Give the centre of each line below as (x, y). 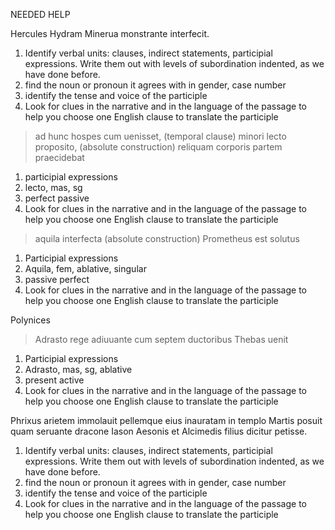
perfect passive (57, 198)
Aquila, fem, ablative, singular (85, 268)
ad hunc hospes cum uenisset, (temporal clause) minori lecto (160, 136)
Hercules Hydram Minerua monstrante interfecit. (110, 33)
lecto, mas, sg (53, 187)
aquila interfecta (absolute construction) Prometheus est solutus (167, 238)
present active (54, 380)
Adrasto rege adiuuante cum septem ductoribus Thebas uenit (161, 339)
